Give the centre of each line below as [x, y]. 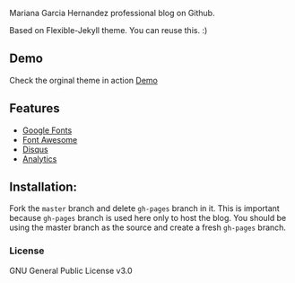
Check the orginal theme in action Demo [84, 80]
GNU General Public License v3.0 [71, 270]
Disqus [35, 149]
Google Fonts [47, 130]
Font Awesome [50, 139]
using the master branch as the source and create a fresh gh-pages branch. [148, 227]
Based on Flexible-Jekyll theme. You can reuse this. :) [108, 30]
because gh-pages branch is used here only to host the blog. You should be [148, 218]
